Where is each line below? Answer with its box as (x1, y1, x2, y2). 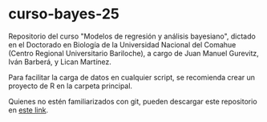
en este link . (8, 105, 49, 115)
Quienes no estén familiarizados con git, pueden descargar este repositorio (8, 96, 258, 106)
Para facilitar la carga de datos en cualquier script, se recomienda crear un (8, 72, 255, 82)
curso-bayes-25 (8, 5, 120, 23)
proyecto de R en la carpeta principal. (8, 81, 133, 91)
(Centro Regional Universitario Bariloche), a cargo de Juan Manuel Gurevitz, (8, 48, 259, 58)
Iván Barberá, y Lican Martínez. (8, 57, 112, 67)
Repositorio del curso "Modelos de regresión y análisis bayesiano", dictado (8, 31, 257, 41)
